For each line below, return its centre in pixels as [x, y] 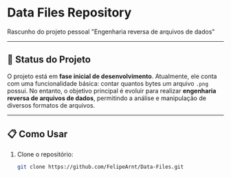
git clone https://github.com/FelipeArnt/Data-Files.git [100, 167]
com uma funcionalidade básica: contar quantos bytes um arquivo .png [108, 83]
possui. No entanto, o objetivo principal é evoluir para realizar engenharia [112, 91]
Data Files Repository [69, 13]
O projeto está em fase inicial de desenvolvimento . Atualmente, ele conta [112, 76]
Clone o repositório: [45, 154]
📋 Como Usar [37, 134]
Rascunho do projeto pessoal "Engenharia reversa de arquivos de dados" [111, 32]
